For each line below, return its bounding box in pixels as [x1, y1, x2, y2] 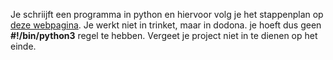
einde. [10, 40, 37, 52]
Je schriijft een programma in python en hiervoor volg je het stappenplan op [10, 9, 324, 20]
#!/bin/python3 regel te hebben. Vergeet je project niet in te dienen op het [10, 30, 318, 41]
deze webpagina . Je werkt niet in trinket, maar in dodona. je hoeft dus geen [10, 19, 322, 31]
